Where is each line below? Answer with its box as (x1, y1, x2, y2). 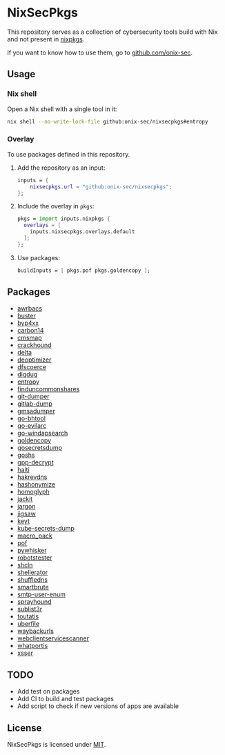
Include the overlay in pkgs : (17, 202, 95, 210)
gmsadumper (17, 407, 56, 415)
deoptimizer (17, 355, 52, 364)
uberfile (17, 620, 40, 628)
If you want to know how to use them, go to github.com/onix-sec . (7, 48, 193, 57)
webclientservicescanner (17, 634, 90, 643)
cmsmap (17, 333, 43, 342)
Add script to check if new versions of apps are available (17, 702, 179, 710)
